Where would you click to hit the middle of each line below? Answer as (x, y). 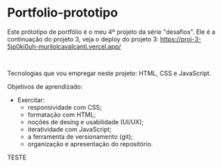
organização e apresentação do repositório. (90, 144)
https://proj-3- (180, 39)
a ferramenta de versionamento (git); (80, 137)
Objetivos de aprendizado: (45, 86)
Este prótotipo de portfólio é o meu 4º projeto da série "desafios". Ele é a (111, 32)
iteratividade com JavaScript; (70, 129)
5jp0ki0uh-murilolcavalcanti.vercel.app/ (64, 46)
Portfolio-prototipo (62, 13)
